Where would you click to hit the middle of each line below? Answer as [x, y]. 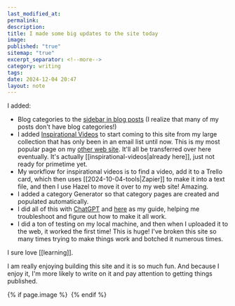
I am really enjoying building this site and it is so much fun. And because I [113, 266]
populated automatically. [53, 202]
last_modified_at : [34, 14]
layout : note [26, 86]
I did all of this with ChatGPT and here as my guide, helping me [108, 209]
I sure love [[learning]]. [40, 253]
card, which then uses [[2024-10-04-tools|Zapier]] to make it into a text [121, 179]
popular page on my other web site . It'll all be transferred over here [114, 149]
